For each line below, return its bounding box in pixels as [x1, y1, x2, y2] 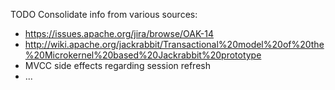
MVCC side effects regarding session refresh [24, 60, 211, 71]
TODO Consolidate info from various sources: [10, 9, 198, 20]
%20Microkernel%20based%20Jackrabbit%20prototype [24, 49, 262, 61]
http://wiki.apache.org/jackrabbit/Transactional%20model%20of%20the [24, 39, 325, 50]
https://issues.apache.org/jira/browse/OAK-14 [24, 28, 215, 39]
